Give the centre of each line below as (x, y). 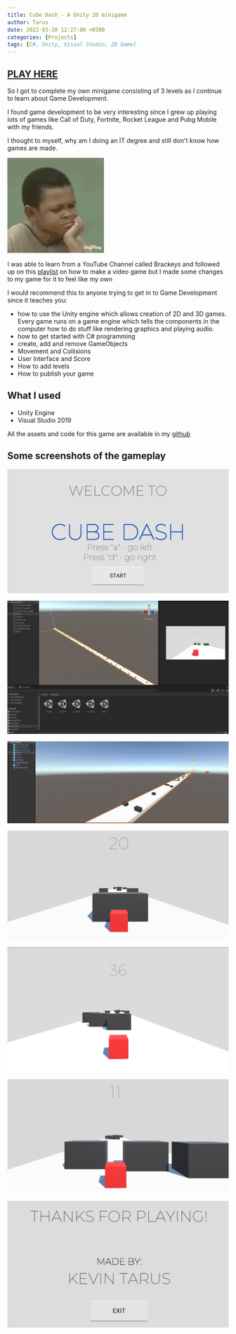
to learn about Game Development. (58, 98)
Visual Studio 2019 (44, 420)
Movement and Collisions (54, 351)
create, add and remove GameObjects (72, 343)
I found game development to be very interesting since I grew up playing (112, 112)
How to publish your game (55, 374)
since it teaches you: (37, 300)
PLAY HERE (33, 74)
